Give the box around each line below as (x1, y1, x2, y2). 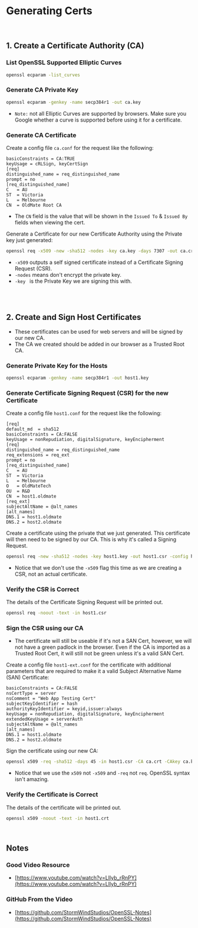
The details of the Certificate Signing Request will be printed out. (6, 599, 163, 606)
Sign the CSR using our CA (6, 624, 84, 632)
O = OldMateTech (6, 483, 51, 489)
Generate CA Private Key (6, 86, 78, 94)
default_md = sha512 (6, 426, 60, 432)
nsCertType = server (6, 691, 57, 697)
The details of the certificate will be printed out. (6, 804, 122, 811)
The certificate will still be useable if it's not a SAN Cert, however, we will (14, 638, 192, 645)
